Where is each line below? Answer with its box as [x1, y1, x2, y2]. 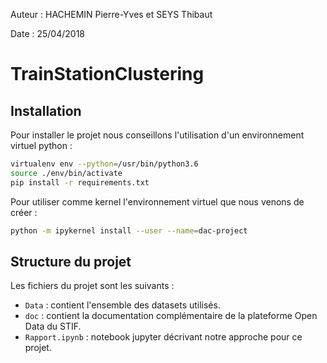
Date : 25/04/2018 [10, 28, 86, 39]
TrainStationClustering [10, 63, 205, 86]
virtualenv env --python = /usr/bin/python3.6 [10, 159, 199, 169]
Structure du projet [10, 253, 132, 270]
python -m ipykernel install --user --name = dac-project [10, 225, 248, 236]
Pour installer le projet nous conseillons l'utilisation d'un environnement [10, 129, 305, 141]
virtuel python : [10, 140, 73, 151]
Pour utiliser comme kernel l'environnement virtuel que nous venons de [10, 195, 305, 208]
